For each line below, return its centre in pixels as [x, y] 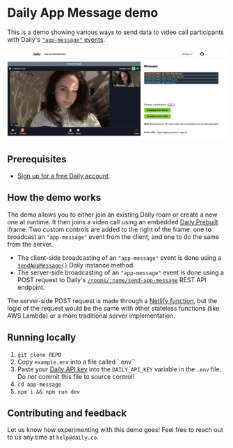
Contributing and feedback [67, 413]
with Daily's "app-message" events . [56, 39]
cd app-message [39, 385]
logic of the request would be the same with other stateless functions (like [113, 308]
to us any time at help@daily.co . [53, 438]
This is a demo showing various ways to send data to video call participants [115, 32]
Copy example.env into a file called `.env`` [76, 362]
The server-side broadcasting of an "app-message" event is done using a [121, 272]
